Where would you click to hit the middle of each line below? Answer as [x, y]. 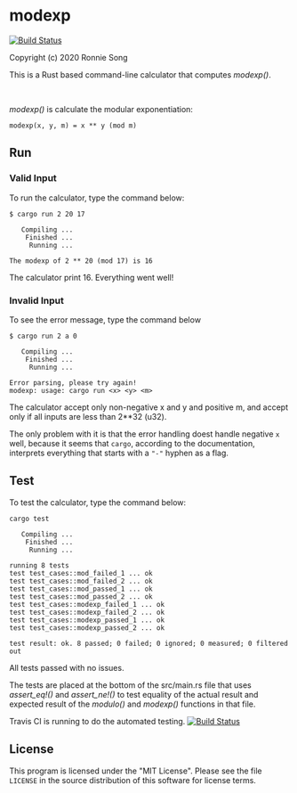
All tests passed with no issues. [67, 667]
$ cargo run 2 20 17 [48, 214]
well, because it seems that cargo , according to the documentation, [132, 443]
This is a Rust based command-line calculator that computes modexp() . [140, 74]
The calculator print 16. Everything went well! [92, 277]
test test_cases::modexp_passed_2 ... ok [87, 628]
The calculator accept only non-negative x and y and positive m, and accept [149, 407]
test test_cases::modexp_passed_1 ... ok [87, 620]
